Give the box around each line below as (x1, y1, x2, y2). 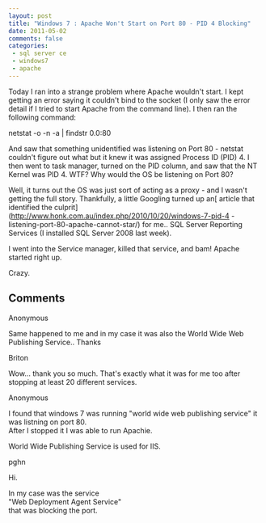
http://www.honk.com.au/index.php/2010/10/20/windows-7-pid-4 (11, 211, 230, 221)
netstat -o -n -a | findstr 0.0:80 (8, 128, 112, 137)
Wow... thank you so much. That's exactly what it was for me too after (8, 369, 241, 378)
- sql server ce (11, 49, 67, 57)
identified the (8, 202, 53, 212)
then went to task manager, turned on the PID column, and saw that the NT (8, 161, 258, 171)
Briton (8, 352, 29, 362)
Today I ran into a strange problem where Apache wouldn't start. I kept (8, 86, 244, 96)
